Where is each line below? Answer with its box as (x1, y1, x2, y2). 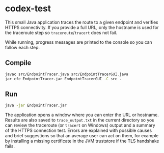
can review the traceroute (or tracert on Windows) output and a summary (5, 122, 156, 128)
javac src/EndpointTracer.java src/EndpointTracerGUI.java (5, 72, 129, 77)
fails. (5, 143, 15, 149)
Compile (5, 59, 31, 67)
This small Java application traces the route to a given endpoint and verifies (5, 19, 159, 25)
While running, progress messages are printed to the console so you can (5, 39, 152, 45)
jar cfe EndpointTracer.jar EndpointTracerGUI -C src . (5, 76, 122, 81)
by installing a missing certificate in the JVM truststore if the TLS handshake (5, 138, 160, 144)
